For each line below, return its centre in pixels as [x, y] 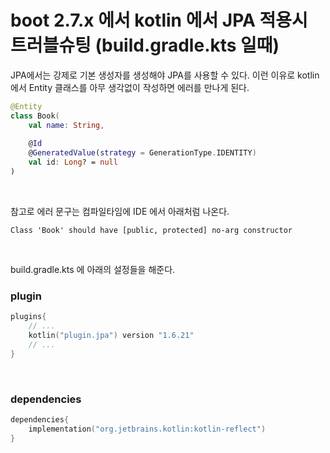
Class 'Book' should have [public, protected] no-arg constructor [151, 230]
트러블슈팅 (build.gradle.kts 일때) [145, 45]
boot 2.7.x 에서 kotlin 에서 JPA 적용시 [159, 20]
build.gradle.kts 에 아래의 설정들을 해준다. [93, 269]
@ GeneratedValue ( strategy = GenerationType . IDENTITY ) [142, 153]
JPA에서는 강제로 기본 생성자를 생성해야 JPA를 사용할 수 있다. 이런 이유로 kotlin [165, 75]
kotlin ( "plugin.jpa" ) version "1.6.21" [111, 335]
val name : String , [66, 125]
